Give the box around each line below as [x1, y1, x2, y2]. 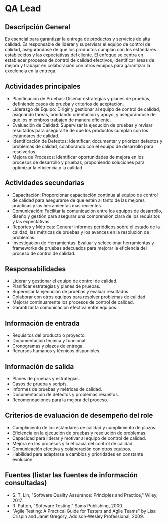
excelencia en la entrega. [5, 68, 57, 74]
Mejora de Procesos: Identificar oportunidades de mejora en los [12, 154, 144, 160]
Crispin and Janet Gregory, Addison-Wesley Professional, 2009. [12, 513, 144, 519]
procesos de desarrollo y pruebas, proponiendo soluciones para [12, 159, 145, 165]
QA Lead [5, 3, 41, 14]
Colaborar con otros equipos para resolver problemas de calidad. [12, 294, 147, 300]
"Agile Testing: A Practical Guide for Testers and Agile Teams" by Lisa [12, 508, 156, 514]
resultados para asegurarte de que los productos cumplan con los [12, 127, 149, 133]
